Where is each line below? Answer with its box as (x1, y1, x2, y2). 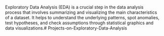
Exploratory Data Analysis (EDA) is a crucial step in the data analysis (5, 4, 144, 10)
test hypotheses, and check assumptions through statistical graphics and (5, 20, 154, 26)
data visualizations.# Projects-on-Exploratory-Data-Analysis (5, 25, 127, 31)
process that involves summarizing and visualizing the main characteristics (5, 9, 158, 15)
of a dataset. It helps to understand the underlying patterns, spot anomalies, (5, 15, 160, 20)
